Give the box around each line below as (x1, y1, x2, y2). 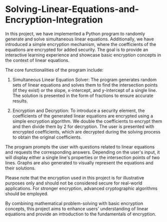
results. (12, 97, 28, 103)
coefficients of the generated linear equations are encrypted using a (12, 112, 153, 118)
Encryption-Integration (5, 14, 103, 25)
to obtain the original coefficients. (12, 134, 82, 140)
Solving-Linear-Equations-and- (5, 3, 139, 15)
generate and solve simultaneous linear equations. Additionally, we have (5, 36, 154, 42)
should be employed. (5, 190, 48, 196)
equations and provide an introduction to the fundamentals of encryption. (5, 211, 156, 217)
